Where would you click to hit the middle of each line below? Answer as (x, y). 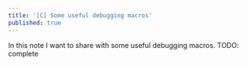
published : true (35, 23)
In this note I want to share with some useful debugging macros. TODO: (123, 45)
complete (24, 53)
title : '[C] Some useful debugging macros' (80, 15)
